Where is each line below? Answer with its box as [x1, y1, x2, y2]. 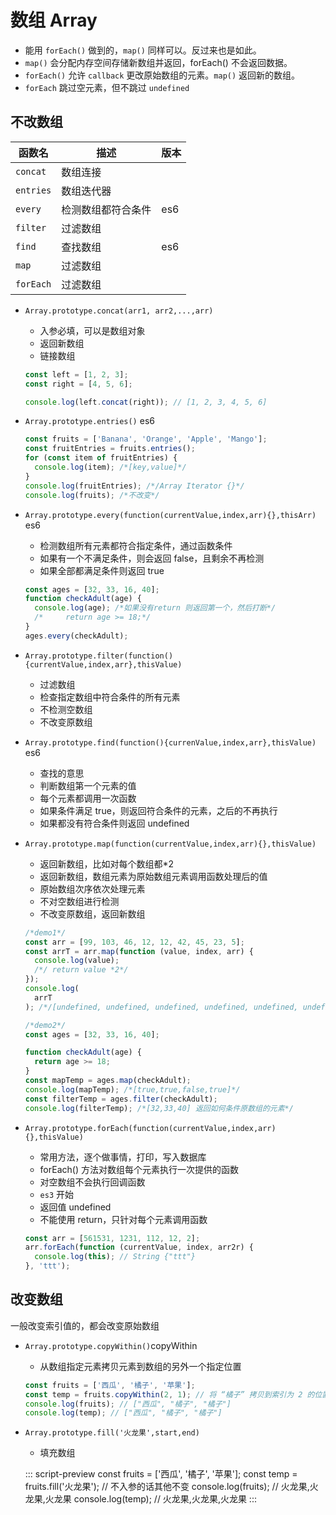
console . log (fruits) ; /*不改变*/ [24, 490, 160, 500]
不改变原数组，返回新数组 [39, 907, 146, 920]
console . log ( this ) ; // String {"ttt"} [34, 1252, 196, 1262]
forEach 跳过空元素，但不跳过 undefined [24, 81, 190, 93]
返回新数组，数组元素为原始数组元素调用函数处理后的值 [39, 870, 268, 882]
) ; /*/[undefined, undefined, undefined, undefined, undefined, [24, 1002, 299, 1012]
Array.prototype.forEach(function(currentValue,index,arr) [24, 1123, 277, 1133]
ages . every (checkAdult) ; [24, 631, 129, 641]
